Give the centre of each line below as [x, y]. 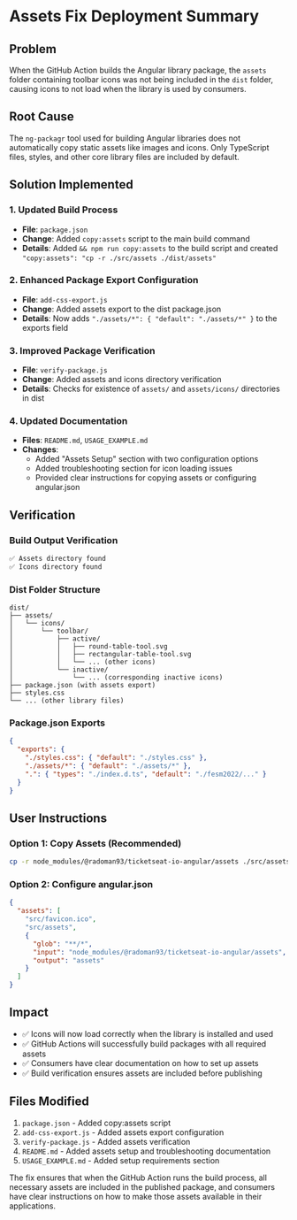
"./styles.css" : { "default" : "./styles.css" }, [116, 758]
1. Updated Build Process [64, 210]
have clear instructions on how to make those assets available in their [136, 1196]
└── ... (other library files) [67, 701]
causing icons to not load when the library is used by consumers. [128, 89]
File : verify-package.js [65, 370]
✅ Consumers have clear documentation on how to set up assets [140, 1063]
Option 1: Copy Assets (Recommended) [95, 843]
